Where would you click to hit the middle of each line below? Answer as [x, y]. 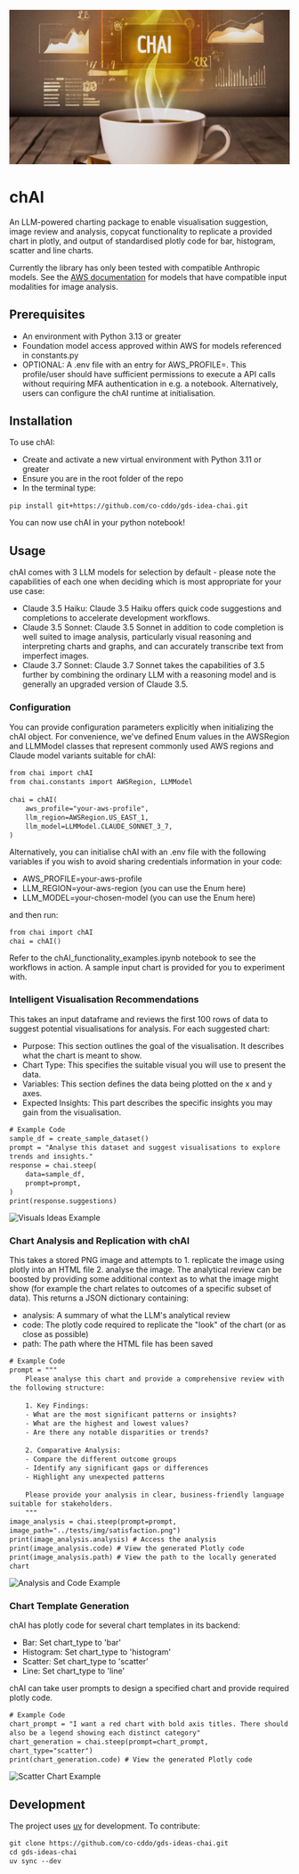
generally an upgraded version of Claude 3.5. [105, 684]
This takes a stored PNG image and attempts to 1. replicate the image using [147, 1260]
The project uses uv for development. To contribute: [105, 1826]
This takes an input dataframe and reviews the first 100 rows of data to [139, 1019]
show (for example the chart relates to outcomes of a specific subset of [141, 1289]
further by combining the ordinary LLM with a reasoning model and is [149, 675]
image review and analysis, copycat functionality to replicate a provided [141, 231]
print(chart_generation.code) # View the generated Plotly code [131, 1760]
